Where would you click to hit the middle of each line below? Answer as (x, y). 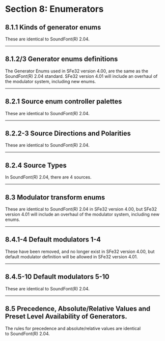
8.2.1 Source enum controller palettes (64, 102)
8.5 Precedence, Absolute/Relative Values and (78, 309)
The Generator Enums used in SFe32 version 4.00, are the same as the (77, 71)
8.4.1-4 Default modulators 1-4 (53, 240)
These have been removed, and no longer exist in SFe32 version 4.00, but (80, 251)
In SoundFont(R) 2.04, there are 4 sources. (48, 177)
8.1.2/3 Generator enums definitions (61, 59)
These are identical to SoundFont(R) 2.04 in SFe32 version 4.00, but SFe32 (81, 209)
